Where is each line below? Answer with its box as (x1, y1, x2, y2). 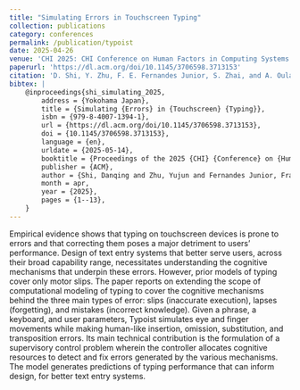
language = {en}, (41, 137, 105, 146)
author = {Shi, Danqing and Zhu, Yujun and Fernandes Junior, (41, 170, 278, 179)
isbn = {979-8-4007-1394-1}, (41, 112, 150, 121)
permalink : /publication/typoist (9, 37, 134, 47)
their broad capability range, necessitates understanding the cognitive (9, 256, 268, 268)
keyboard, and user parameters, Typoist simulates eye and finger (9, 313, 249, 324)
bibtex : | (9, 79, 46, 88)
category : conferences (9, 29, 94, 38)
